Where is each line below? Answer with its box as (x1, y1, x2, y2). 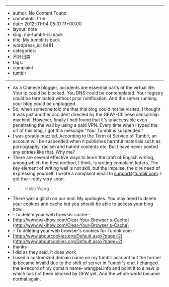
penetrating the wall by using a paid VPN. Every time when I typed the (12, 122, 158, 128)
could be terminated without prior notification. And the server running (12, 95, 157, 101)
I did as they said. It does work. (12, 249, 77, 255)
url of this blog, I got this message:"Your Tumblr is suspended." (12, 127, 144, 133)
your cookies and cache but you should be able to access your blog (12, 201, 153, 207)
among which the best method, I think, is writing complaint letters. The (12, 160, 159, 166)
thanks (12, 244, 27, 250)
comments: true (12, 16, 46, 21)
